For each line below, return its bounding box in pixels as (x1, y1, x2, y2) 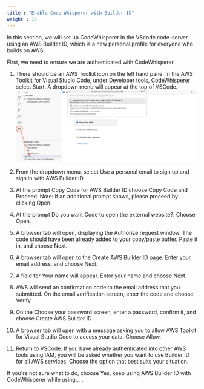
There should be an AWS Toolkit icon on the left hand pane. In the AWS (15, 70, 193, 77)
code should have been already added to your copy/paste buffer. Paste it (15, 235, 198, 243)
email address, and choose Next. (15, 260, 98, 267)
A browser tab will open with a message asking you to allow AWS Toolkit (15, 326, 197, 334)
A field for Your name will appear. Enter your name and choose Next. (15, 272, 187, 279)
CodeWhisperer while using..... (7, 376, 84, 383)
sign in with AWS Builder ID (15, 174, 84, 181)
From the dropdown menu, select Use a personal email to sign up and (15, 167, 189, 175)
